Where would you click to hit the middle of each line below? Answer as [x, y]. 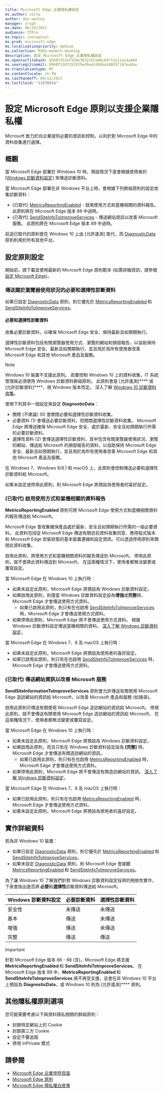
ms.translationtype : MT [29, 69]
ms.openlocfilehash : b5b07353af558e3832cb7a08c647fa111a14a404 [71, 60]
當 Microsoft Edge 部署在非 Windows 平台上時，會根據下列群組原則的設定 [80, 188]
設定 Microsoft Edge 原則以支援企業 [78, 109]
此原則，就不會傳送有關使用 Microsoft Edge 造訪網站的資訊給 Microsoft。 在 [82, 714]
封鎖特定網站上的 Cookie [37, 1025]
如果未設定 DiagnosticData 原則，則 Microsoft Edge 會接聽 [71, 864]
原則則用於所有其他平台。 [31, 240]
